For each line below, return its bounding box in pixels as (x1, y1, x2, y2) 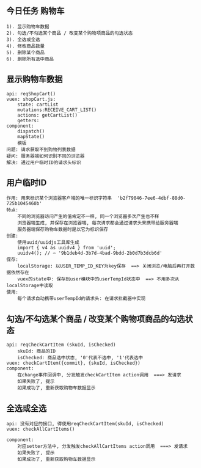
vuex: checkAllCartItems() (6, 426, 75, 433)
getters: (17, 117, 40, 123)
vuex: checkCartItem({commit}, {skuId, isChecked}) (6, 360, 141, 367)
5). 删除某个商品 (6, 49, 45, 56)
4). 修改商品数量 (6, 43, 45, 49)
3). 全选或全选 (6, 36, 41, 43)
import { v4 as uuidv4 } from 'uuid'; (17, 245, 116, 251)
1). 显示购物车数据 (6, 23, 49, 29)
